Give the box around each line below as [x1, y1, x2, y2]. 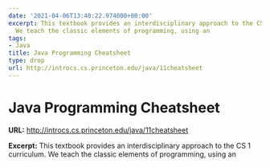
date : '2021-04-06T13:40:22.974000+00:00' [8, 11, 153, 20]
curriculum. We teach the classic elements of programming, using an [8, 149, 237, 159]
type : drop [8, 57, 45, 65]
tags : [8, 34, 27, 43]
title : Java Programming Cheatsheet [8, 49, 131, 57]
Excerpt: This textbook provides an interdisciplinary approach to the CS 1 [8, 141, 252, 150]
